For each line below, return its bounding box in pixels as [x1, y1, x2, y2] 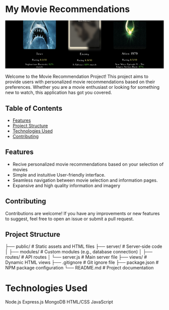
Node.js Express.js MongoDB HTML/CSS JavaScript [5, 299, 113, 305]
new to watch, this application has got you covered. [5, 89, 112, 96]
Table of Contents [5, 104, 63, 112]
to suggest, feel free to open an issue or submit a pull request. [5, 216, 134, 222]
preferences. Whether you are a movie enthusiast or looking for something [5, 84, 160, 90]
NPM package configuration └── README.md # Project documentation [5, 265, 154, 271]
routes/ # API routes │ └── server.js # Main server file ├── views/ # [5, 254, 147, 260]
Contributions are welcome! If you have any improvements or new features [5, 210, 160, 216]
